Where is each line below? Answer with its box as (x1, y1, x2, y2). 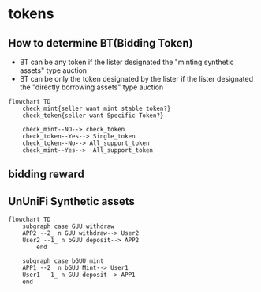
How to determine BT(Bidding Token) (8, 36, 193, 50)
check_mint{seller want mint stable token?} (22, 104, 171, 112)
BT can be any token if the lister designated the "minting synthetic (19, 57, 234, 66)
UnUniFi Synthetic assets (8, 195, 136, 208)
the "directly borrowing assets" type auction (19, 82, 164, 92)
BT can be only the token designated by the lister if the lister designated (19, 74, 254, 83)
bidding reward (8, 168, 84, 181)
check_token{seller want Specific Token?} (22, 112, 164, 119)
